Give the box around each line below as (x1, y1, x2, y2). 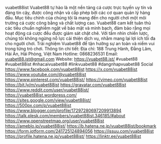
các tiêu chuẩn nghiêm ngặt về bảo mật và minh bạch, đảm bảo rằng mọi (5, 25, 151, 31)
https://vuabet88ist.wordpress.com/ (5, 92, 77, 98)
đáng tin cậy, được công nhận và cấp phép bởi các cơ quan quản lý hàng (5, 10, 150, 16)
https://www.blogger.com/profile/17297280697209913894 (5, 108, 122, 113)
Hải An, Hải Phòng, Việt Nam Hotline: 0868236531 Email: (5, 51, 118, 57)
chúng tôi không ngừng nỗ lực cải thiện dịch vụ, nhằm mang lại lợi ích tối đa (5, 35, 156, 41)
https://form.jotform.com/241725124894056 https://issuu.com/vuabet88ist (5, 128, 154, 134)
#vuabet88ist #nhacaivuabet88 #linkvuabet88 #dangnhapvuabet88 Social (5, 61, 153, 67)
